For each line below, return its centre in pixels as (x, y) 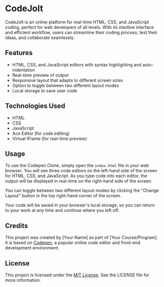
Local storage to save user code (45, 90)
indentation (23, 70)
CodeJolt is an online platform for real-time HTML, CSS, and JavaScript (77, 22)
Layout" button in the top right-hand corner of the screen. (63, 196)
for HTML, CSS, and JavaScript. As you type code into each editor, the (76, 176)
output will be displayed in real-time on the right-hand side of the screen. (79, 181)
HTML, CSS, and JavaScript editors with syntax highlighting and (77, 64)
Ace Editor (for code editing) (41, 133)
